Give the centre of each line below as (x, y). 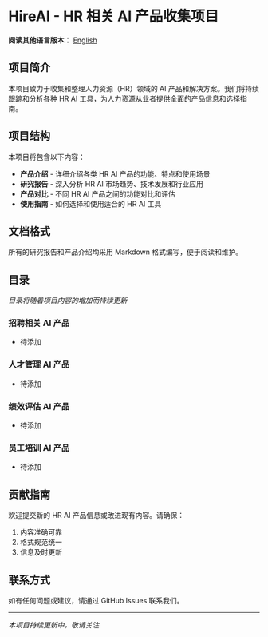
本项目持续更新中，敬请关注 (54, 625)
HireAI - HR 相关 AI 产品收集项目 (114, 16)
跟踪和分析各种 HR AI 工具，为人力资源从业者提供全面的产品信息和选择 (124, 98)
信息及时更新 (41, 552)
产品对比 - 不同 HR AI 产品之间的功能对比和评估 (97, 193)
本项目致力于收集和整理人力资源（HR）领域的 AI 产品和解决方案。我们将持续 (134, 88)
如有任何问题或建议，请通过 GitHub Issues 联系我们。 (96, 601)
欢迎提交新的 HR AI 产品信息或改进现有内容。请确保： (97, 516)
